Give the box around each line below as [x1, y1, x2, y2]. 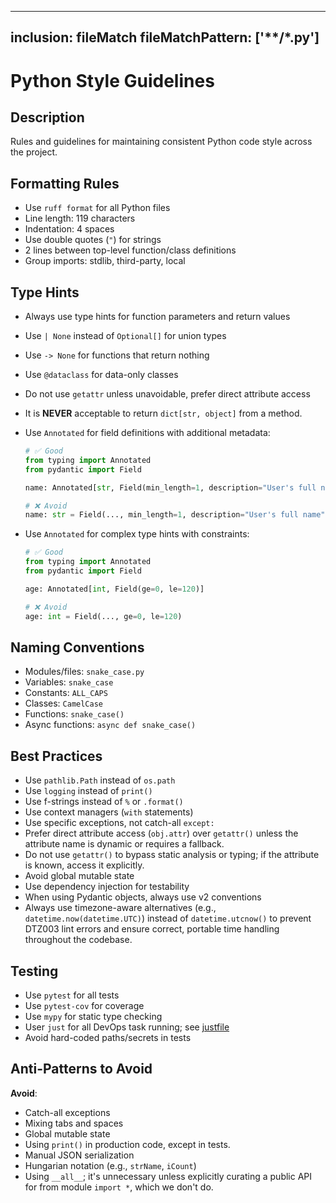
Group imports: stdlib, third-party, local [24, 255, 186, 267]
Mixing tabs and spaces [24, 1117, 124, 1129]
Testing [10, 962, 59, 980]
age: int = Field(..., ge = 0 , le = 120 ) [24, 611, 183, 621]
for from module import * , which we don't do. [24, 1181, 214, 1193]
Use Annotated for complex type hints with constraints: [24, 528, 250, 540]
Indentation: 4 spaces [24, 223, 115, 235]
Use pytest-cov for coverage [24, 999, 145, 1011]
